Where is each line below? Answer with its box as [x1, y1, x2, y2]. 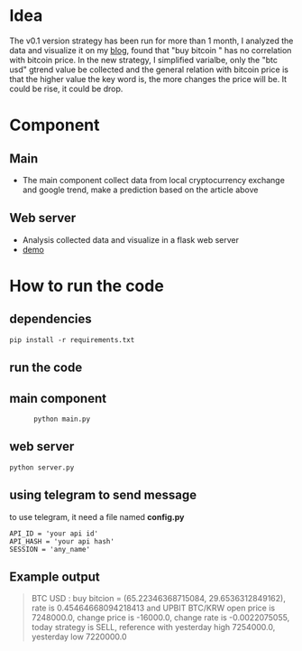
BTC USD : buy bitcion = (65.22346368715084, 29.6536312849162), [31, 593, 286, 604]
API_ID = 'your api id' [9, 529, 99, 538]
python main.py [32, 414, 91, 423]
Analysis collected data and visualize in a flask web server [22, 234, 239, 245]
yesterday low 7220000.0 [31, 631, 128, 642]
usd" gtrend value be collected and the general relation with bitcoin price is [9, 64, 288, 75]
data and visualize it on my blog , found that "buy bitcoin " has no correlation [9, 44, 292, 55]
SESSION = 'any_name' [9, 544, 91, 553]
